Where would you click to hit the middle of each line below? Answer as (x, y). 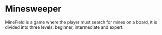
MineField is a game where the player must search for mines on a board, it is (81, 22)
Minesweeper (33, 9)
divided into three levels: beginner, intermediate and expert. (65, 27)
